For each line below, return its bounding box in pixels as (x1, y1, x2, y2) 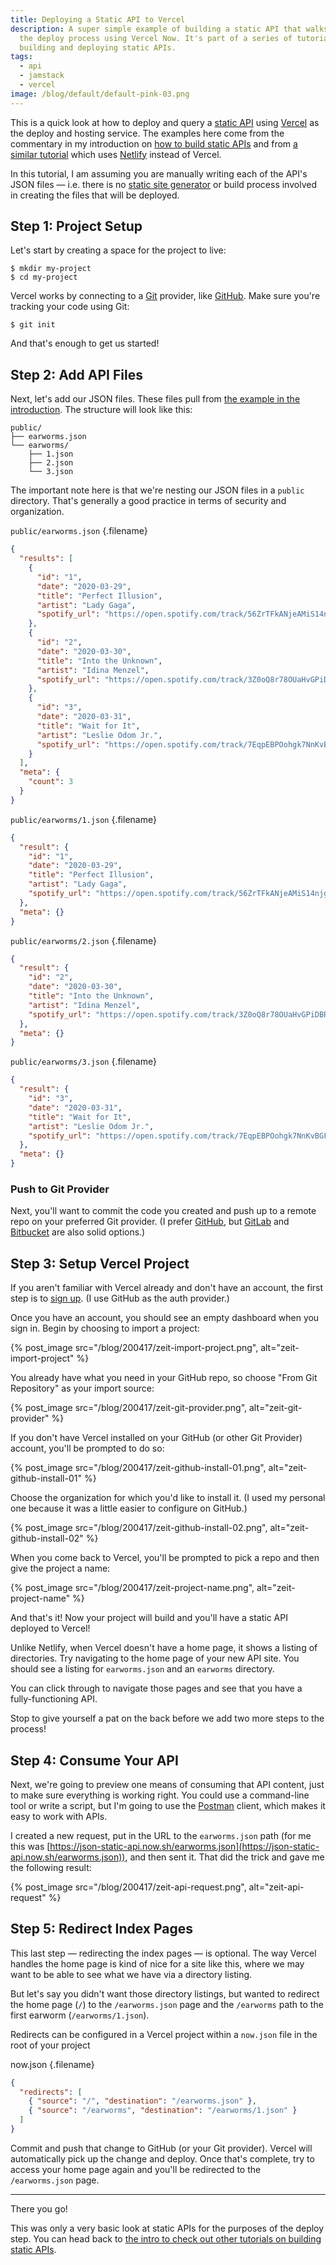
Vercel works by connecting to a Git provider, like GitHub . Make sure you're (10, 290, 321, 302)
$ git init (10, 320, 56, 330)
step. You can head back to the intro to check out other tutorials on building (10, 2232, 322, 2245)
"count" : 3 (28, 777, 74, 787)
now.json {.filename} (10, 2058, 95, 2070)
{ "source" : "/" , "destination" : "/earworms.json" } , (28, 2096, 257, 2106)
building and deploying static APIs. (19, 42, 177, 53)
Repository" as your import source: (10, 1382, 155, 1395)
